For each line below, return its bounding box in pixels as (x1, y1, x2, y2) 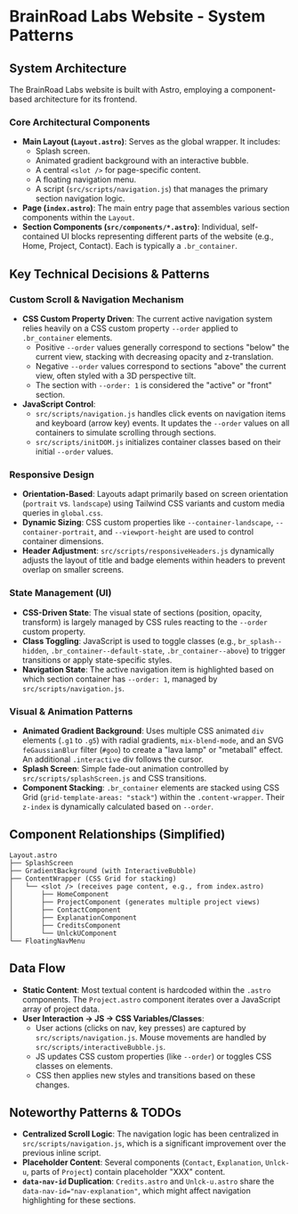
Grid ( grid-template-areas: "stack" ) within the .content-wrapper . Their (21, 791, 286, 802)
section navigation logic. (35, 194, 125, 204)
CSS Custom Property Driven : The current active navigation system (21, 313, 273, 324)
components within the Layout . (21, 212, 135, 223)
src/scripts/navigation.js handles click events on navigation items (35, 408, 286, 418)
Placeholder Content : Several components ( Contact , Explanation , (21, 1157, 264, 1168)
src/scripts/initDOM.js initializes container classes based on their (35, 436, 282, 447)
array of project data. (21, 1003, 101, 1014)
